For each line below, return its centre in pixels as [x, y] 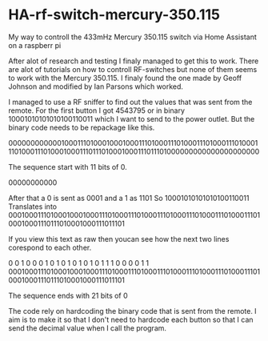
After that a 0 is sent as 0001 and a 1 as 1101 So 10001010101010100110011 [129, 198]
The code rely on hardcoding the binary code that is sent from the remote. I [133, 311]
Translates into [33, 207]
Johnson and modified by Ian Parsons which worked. [96, 86]
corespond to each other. [50, 247]
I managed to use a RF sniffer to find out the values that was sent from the [130, 102]
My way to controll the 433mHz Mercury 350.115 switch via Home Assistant [133, 37]
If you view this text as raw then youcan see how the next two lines [119, 239]
